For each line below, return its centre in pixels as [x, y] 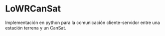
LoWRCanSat [33, 9]
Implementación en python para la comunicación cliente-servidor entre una [83, 22]
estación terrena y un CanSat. [36, 27]
